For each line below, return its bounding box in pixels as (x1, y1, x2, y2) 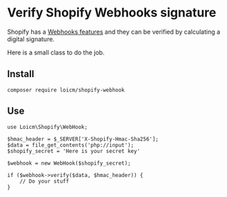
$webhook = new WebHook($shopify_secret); (7, 160, 131, 167)
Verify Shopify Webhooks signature (7, 5, 217, 21)
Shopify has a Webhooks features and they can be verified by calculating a (7, 28, 221, 36)
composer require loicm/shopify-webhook (7, 86, 126, 94)
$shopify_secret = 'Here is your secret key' (7, 147, 140, 154)
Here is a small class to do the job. (7, 48, 105, 56)
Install (7, 68, 34, 80)
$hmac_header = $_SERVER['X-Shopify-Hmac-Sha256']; (7, 136, 159, 143)
